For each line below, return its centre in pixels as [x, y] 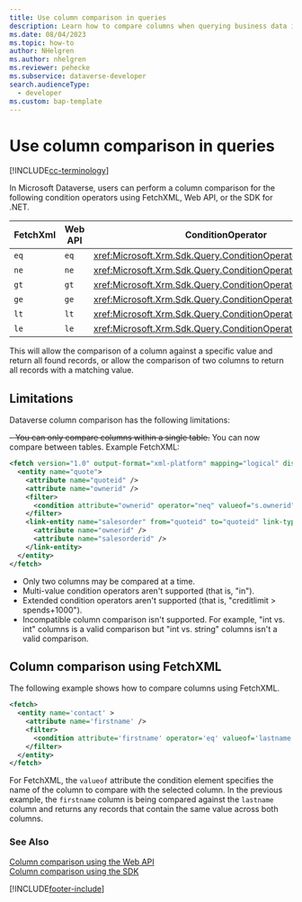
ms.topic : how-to [42, 43]
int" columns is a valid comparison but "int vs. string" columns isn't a [150, 629]
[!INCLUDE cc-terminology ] [59, 171]
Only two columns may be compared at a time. [109, 581]
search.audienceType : [50, 85]
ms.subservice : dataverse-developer [78, 76]
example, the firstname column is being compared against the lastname [142, 799]
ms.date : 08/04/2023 [48, 34]
